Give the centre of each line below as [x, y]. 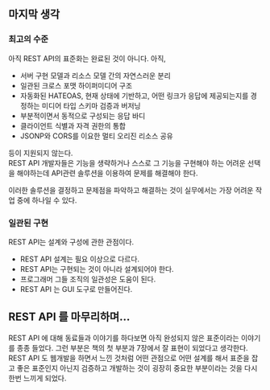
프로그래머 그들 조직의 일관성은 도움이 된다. [88, 279]
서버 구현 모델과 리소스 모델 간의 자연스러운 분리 [95, 76]
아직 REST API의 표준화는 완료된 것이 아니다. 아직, [87, 58]
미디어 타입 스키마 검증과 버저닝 [91, 105]
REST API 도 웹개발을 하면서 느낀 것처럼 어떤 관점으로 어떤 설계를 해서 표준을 [129, 358]
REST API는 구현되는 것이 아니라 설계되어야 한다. [97, 269]
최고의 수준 [29, 39]
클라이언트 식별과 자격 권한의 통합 [73, 125]
